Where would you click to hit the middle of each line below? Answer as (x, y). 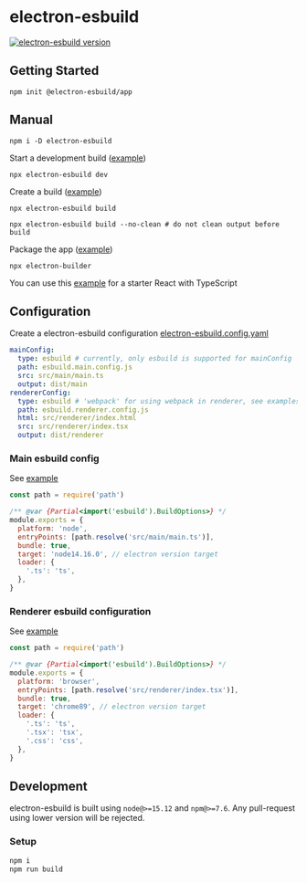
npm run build (37, 869)
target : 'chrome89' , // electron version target (112, 707)
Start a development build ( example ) (78, 158)
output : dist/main (53, 384)
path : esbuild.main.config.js (75, 367)
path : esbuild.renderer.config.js (83, 410)
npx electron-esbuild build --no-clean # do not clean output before (145, 224)
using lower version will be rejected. (77, 818)
